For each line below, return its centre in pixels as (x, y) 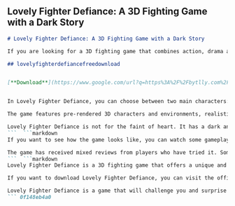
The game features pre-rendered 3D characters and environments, (104, 114)
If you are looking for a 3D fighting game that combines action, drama (115, 51)
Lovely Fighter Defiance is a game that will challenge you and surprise (117, 191)
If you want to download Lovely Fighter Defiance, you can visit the (111, 178)
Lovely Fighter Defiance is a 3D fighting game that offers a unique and (117, 165)
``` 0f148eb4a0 (29, 198)
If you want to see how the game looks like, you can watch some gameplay (119, 139)
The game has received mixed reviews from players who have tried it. (112, 152)
